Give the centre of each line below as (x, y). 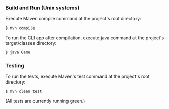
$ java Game (18, 52)
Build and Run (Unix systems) (42, 8)
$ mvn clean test (24, 91)
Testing (15, 65)
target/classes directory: (31, 43)
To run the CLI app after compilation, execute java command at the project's (85, 38)
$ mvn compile (20, 28)
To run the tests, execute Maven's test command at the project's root (77, 77)
